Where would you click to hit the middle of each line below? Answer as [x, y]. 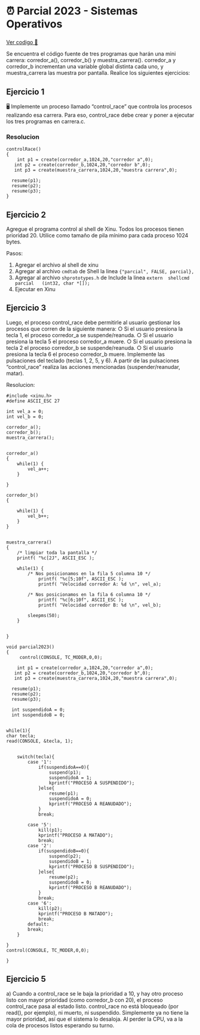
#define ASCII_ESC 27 [33, 401]
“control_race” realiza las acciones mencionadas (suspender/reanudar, [93, 367]
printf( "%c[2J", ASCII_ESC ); [56, 558]
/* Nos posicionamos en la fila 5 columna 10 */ [89, 573]
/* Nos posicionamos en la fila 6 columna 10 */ [89, 594]
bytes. [14, 242]
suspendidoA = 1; [70, 778]
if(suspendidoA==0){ [64, 767]
